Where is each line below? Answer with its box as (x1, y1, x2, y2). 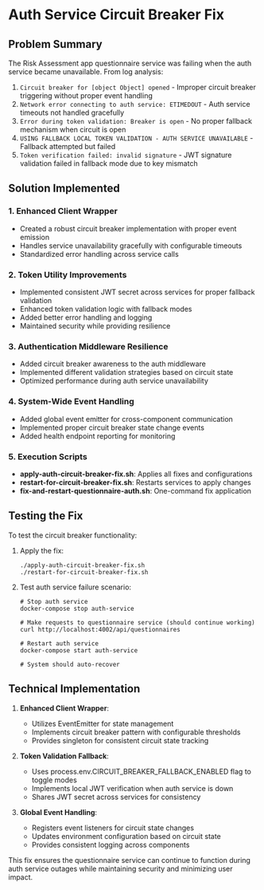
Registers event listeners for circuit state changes (31, 823, 195, 833)
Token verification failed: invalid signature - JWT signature (19, 150, 232, 159)
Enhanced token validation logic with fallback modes (19, 304, 192, 313)
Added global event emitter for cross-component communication (19, 414, 233, 423)
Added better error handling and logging (19, 313, 153, 322)
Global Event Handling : (19, 807, 98, 817)
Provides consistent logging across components (31, 840, 190, 849)
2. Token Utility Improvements (8, 269, 127, 280)
